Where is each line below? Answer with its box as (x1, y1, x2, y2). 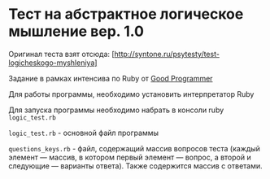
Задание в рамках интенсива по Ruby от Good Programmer (8, 73, 213, 83)
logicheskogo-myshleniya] (8, 58, 98, 68)
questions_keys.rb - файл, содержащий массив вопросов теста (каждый (8, 143, 260, 153)
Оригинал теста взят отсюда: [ (8, 49, 115, 59)
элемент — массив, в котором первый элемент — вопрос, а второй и (8, 152, 251, 162)
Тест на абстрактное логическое (8, 5, 244, 24)
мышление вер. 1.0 (8, 22, 145, 41)
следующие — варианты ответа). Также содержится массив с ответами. (8, 160, 263, 171)
